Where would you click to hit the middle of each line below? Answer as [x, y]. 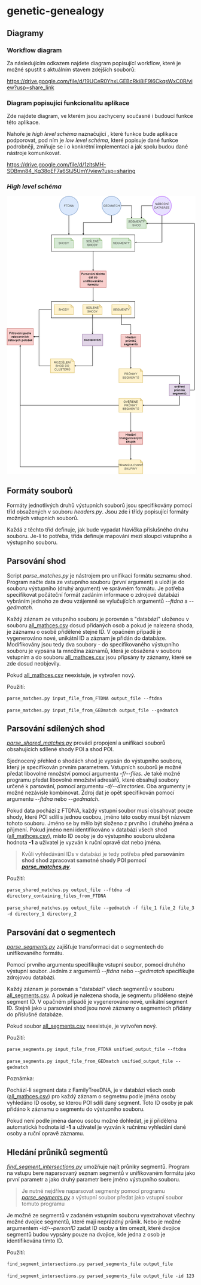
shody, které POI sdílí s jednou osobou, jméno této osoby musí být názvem [99, 817]
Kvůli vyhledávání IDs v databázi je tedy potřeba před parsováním [103, 854]
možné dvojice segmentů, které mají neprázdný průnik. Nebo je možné [94, 1222]
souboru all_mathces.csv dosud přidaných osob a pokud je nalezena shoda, [100, 625]
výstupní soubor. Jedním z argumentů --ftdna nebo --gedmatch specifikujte [101, 971]
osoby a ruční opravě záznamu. [45, 1134]
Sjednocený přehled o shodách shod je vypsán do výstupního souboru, [95, 761]
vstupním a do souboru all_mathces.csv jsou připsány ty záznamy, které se [99, 657]
